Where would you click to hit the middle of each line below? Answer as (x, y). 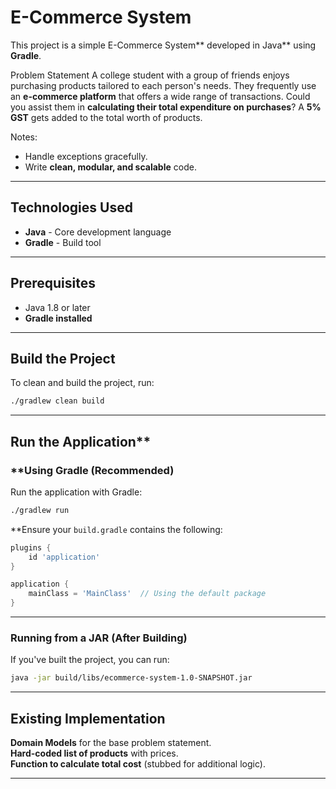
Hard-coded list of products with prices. (94, 753)
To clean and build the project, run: (82, 383)
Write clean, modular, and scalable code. (110, 167)
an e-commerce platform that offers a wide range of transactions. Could (160, 96)
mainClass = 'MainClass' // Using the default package (147, 594)
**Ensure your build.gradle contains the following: (116, 529)
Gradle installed (58, 318)
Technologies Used (71, 207)
